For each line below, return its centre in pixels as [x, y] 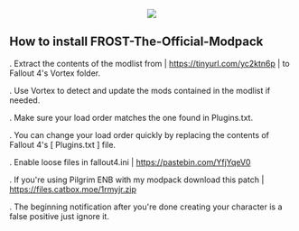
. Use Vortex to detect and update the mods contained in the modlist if [140, 90]
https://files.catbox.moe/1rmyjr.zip [73, 189]
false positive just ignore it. [60, 216]
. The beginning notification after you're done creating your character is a [146, 207]
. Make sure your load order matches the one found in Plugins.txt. [131, 117]
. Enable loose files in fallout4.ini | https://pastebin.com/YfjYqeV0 [130, 162]
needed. [25, 100]
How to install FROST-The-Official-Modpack [136, 42]
